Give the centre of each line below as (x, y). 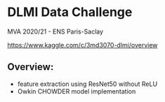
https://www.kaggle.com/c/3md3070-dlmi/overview (82, 45)
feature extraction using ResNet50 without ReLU (87, 84)
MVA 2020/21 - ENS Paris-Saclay (55, 31)
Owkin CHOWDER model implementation (77, 91)
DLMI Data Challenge (70, 12)
